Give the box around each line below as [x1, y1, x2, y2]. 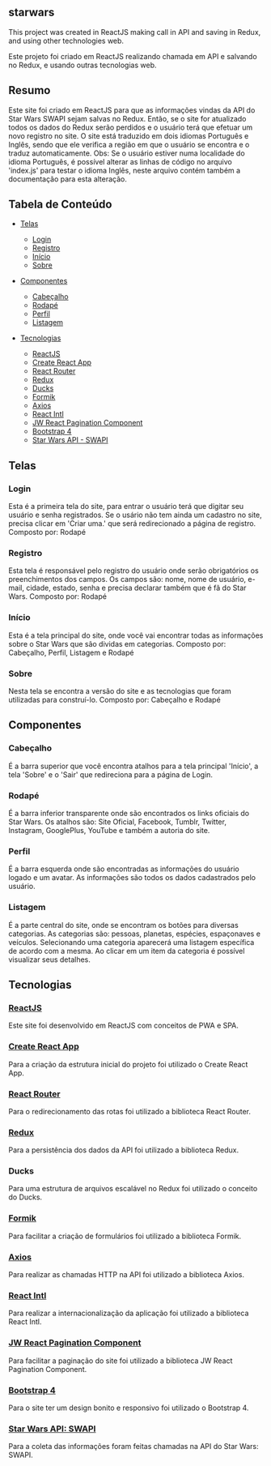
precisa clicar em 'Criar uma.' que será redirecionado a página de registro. [8, 519, 256, 528]
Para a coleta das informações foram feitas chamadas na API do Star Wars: [8, 1442, 259, 1451]
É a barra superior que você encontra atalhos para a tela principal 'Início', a [8, 761, 259, 771]
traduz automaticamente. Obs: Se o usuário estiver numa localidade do [8, 148, 245, 158]
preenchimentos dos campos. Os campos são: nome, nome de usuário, [8, 575, 247, 584]
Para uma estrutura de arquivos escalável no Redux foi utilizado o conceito [8, 1184, 258, 1194]
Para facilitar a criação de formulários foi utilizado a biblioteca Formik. [8, 1231, 242, 1241]
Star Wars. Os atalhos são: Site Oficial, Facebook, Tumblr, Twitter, [8, 817, 227, 827]
